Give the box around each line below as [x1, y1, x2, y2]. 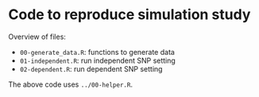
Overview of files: [8, 32, 66, 41]
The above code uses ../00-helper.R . [8, 80, 133, 89]
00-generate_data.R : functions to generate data [19, 47, 175, 56]
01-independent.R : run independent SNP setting [19, 56, 176, 65]
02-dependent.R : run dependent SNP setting [19, 64, 163, 73]
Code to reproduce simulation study [8, 6, 251, 24]
